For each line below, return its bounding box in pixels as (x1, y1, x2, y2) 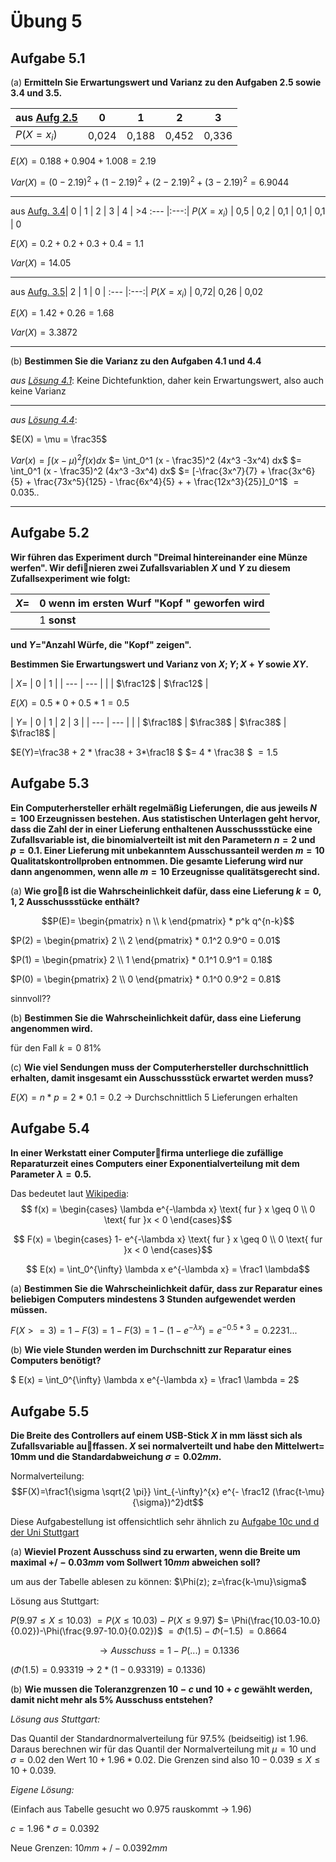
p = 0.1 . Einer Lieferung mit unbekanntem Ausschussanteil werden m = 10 (10, 844, 325, 856)
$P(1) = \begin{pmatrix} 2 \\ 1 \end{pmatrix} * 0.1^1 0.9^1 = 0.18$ (10, 953, 273, 965)
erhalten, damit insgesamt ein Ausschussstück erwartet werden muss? (10, 1071, 314, 1084)
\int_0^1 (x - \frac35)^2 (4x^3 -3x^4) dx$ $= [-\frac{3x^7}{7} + (10, 465, 267, 477)
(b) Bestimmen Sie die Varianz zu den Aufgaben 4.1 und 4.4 (10, 355, 262, 367)
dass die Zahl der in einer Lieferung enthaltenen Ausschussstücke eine (10, 823, 313, 835)
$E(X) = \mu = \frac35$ (10, 433, 108, 445)
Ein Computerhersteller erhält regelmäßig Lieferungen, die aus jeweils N (10, 801, 317, 814)
